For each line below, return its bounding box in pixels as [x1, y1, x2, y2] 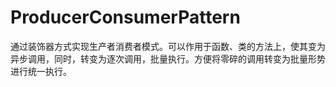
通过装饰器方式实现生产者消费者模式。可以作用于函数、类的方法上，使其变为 [10, 40, 326, 52]
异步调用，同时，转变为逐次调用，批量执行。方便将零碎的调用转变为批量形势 [10, 52, 326, 65]
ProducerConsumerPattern [10, 6, 241, 29]
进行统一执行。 [10, 65, 72, 77]
